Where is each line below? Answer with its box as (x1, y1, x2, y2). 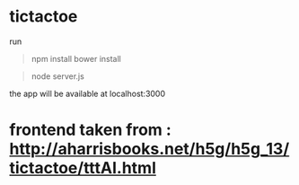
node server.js (31, 70, 85, 82)
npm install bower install (31, 53, 121, 64)
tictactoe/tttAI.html (9, 158, 157, 179)
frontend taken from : (9, 119, 172, 140)
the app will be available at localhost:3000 (9, 88, 166, 99)
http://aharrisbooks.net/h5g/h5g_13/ (9, 139, 290, 159)
